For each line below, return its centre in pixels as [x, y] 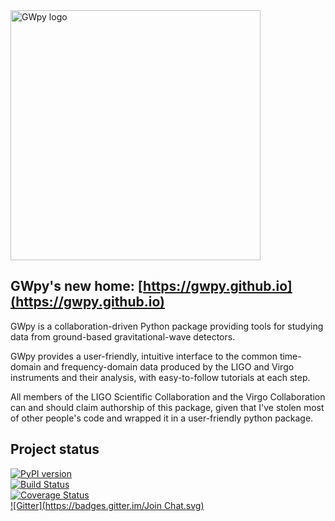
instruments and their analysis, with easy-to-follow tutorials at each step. [160, 377]
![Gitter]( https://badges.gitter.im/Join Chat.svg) [107, 505]
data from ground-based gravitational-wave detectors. [123, 336]
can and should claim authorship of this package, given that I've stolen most [167, 407]
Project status [55, 449]
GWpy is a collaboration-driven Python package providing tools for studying [167, 326]
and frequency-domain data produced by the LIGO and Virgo [169, 366]
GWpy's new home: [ [77, 286]
